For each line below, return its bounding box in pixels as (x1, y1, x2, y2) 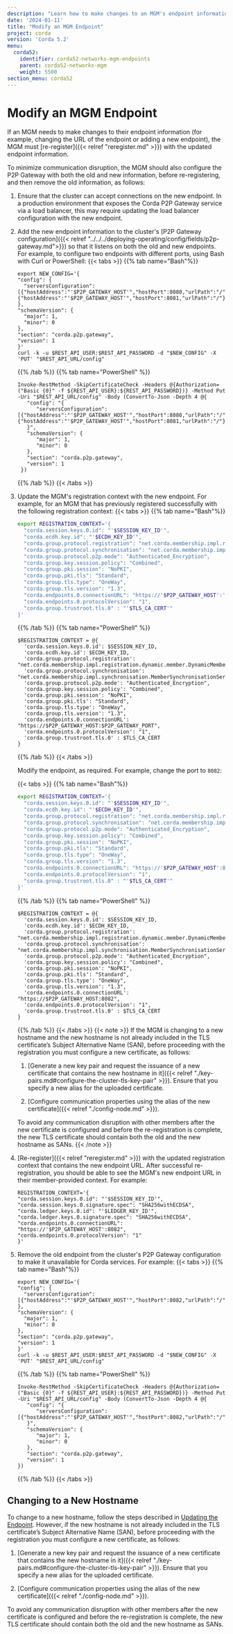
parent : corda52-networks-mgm (19, 62, 107, 69)
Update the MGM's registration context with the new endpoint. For (17, 492, 207, 501)
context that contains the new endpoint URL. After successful (17, 1161, 193, 1169)
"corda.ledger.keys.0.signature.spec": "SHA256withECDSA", (17, 1214, 192, 1221)
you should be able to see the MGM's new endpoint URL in (53, 1168, 222, 1177)
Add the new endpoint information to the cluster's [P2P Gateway (17, 228, 202, 236)
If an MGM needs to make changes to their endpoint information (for (7, 128, 202, 136)
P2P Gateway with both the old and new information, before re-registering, (7, 171, 221, 180)
